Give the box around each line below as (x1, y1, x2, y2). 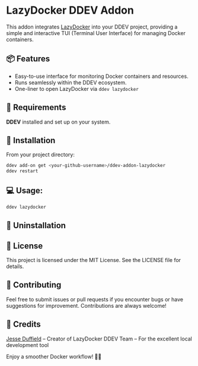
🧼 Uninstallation (6, 220, 66, 231)
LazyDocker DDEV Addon (6, 4, 135, 17)
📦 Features (6, 54, 50, 64)
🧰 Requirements (6, 102, 66, 113)
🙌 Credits (6, 319, 41, 330)
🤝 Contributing (6, 280, 62, 290)
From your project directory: (6, 151, 75, 158)
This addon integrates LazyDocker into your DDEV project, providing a (6, 23, 178, 30)
